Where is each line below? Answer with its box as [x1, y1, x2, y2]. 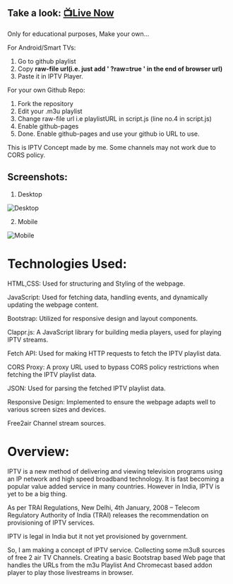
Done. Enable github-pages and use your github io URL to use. [17, 129, 200, 138]
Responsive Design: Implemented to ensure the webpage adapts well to [7, 397, 216, 406]
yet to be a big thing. [7, 489, 68, 498]
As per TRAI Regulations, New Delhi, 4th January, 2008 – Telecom [7, 503, 200, 512]
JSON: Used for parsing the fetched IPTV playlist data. [7, 384, 166, 392]
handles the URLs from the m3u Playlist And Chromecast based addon [7, 561, 213, 569]
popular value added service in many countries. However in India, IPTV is [7, 481, 220, 491]
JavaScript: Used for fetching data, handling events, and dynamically [7, 293, 208, 301]
